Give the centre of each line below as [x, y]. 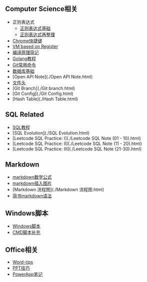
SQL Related [25, 115]
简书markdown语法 [32, 196]
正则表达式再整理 [37, 34]
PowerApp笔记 [27, 274]
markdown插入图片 [32, 183]
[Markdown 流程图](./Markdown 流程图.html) [58, 189]
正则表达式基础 [35, 28]
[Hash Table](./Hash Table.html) [45, 98]
